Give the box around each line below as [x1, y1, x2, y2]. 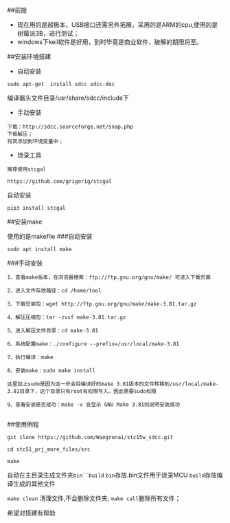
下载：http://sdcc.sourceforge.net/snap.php [7, 123, 134, 130]
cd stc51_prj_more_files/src [7, 446, 91, 453]
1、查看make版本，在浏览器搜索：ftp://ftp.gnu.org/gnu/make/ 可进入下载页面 [7, 274, 211, 281]
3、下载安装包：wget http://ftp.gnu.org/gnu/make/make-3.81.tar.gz [7, 301, 197, 308]
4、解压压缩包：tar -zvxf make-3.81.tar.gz [7, 314, 126, 321]
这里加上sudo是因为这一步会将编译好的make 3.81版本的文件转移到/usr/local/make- [7, 381, 219, 387]
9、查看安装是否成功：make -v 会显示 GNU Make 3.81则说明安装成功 [7, 401, 181, 408]
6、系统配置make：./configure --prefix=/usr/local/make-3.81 [7, 341, 180, 348]
